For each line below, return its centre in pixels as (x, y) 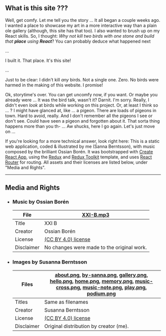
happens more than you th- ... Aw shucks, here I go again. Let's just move (80, 126)
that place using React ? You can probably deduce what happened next (78, 41)
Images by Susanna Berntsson (50, 262)
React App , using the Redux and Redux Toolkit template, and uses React (79, 157)
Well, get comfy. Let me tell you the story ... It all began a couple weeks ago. (83, 20)
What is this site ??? (37, 8)
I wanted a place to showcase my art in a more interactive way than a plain (81, 25)
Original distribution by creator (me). (86, 326)
